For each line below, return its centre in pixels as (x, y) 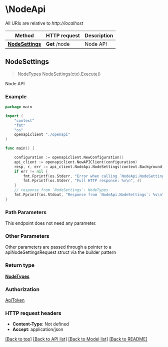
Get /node (58, 44)
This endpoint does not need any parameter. (51, 223)
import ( (14, 116)
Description (99, 35)
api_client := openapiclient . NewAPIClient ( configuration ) (76, 162)
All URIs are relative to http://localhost (44, 23)
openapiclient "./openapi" (42, 135)
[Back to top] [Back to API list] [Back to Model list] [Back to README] (76, 339)
